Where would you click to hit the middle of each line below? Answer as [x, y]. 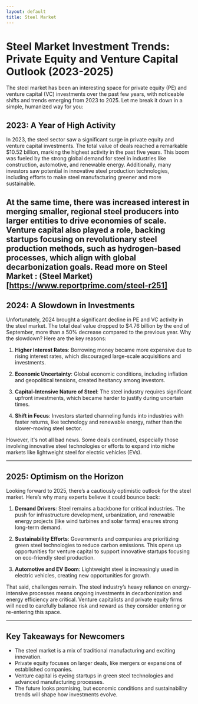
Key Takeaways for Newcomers [65, 636]
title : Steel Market [32, 17]
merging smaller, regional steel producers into [93, 211]
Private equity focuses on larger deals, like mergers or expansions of [98, 663]
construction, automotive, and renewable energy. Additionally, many [89, 165]
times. [22, 404]
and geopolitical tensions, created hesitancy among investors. [90, 380]
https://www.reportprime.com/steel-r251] [88, 285]
